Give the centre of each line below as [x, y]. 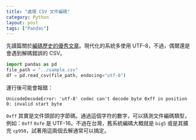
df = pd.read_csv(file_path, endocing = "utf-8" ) [66, 75]
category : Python [28, 17]
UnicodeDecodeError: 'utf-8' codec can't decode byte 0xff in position [97, 98]
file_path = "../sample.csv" [42, 70]
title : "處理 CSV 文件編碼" [38, 12]
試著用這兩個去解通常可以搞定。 [70, 131]
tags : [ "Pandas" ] [28, 28]
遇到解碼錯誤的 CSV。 [38, 53]
